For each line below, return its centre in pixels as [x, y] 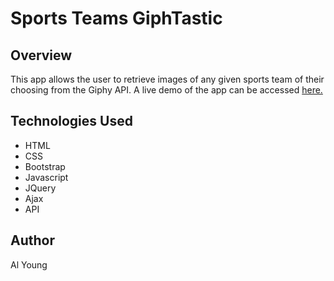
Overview [41, 55]
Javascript [46, 177]
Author [32, 240]
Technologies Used [71, 121]
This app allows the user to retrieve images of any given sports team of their [167, 79]
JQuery [40, 188]
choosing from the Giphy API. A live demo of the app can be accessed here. [166, 90]
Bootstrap [45, 166]
